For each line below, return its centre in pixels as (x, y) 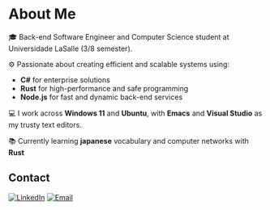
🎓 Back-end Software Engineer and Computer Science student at (119, 36)
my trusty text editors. (45, 124)
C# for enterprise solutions (65, 80)
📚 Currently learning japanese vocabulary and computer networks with (129, 141)
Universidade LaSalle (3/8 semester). (71, 48)
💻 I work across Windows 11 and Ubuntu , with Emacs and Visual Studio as (135, 113)
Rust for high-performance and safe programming (104, 88)
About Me (42, 14)
